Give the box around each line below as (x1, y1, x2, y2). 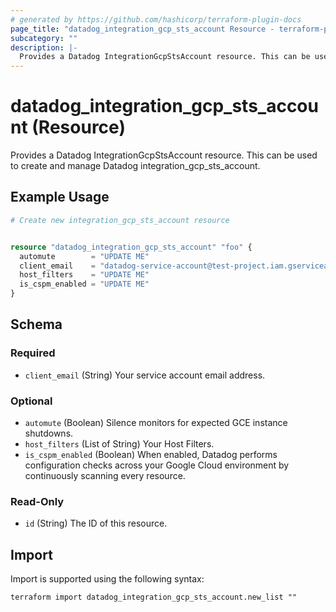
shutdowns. (24, 427, 74, 439)
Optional (10, 394, 53, 408)
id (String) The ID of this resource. (24, 517, 168, 530)
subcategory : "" (10, 33, 78, 43)
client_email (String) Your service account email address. (24, 369, 266, 381)
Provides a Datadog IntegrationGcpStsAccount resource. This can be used (10, 149, 318, 161)
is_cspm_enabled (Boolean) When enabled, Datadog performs (24, 448, 278, 460)
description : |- (10, 42, 78, 53)
